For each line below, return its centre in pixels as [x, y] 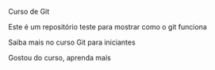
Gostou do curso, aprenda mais [60, 58]
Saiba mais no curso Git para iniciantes [72, 42]
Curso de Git [29, 12]
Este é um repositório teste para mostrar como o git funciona [108, 27]
